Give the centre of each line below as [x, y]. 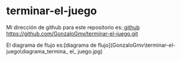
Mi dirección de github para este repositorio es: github [73, 27]
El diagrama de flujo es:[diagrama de [51, 45]
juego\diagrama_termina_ [37, 51]
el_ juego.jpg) [86, 51]
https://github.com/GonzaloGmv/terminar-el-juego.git [72, 33]
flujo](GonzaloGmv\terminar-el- [136, 45]
